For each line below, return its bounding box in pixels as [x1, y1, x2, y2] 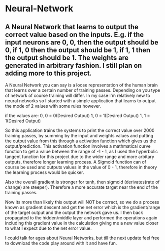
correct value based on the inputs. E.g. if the [5, 30, 144, 39]
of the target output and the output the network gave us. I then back [5, 209, 143, 215]
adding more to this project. [5, 69, 92, 77]
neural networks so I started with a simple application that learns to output [5, 98, 156, 104]
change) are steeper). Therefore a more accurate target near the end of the [5, 184, 158, 190]
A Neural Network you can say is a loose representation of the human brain [5, 82, 158, 88]
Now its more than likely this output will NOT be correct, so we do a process [5, 199, 160, 205]
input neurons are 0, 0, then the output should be [5, 38, 159, 46]
